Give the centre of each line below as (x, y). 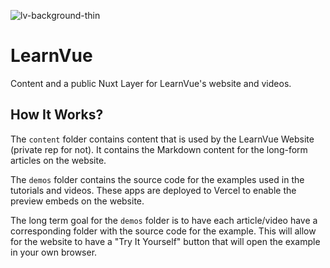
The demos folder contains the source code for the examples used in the (157, 179)
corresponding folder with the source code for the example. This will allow (163, 231)
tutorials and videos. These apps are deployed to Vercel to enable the (153, 190)
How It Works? (57, 115)
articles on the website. (58, 160)
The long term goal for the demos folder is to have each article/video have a (164, 220)
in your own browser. (54, 252)
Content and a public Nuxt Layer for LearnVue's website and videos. (151, 83)
